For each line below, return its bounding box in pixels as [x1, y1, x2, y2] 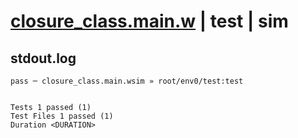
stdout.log [10, 50, 77, 67]
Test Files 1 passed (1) [10, 111, 114, 121]
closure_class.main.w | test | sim [10, 10, 289, 33]
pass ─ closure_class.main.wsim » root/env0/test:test [10, 76, 244, 86]
